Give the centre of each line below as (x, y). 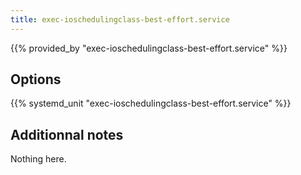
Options (36, 79)
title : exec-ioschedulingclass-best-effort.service (120, 19)
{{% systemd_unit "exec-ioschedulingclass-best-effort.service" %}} (151, 103)
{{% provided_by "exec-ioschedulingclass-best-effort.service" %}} (149, 48)
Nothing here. (38, 159)
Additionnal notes (67, 134)
